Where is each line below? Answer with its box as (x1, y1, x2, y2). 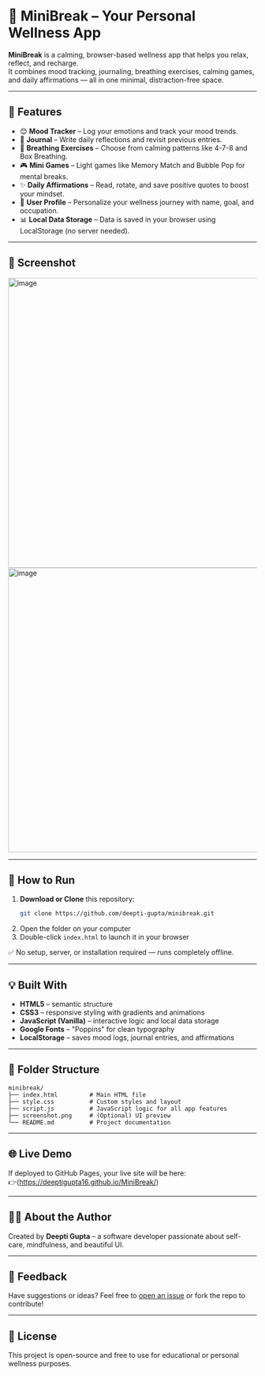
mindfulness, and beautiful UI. (26, 1240, 125, 1249)
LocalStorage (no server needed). (19, 226, 130, 235)
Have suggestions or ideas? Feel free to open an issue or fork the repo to (8, 1291, 246, 1300)
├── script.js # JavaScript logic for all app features (8, 1105, 227, 1112)
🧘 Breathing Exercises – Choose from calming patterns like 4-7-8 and (19, 143, 248, 152)
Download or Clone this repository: (19, 895, 135, 904)
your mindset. (19, 189, 65, 198)
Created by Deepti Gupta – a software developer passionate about (8, 1231, 225, 1241)
